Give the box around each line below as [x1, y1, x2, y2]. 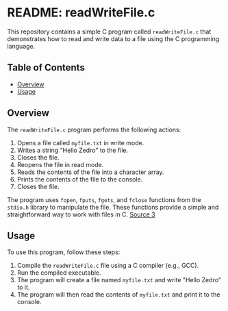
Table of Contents [7, 62, 86, 73]
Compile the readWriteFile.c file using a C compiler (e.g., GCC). [16, 262, 199, 270]
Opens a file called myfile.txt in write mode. [16, 138, 144, 147]
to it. [16, 283, 30, 292]
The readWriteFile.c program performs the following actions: [7, 125, 181, 134]
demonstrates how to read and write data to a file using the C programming [7, 34, 220, 42]
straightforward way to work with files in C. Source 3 [7, 210, 155, 219]
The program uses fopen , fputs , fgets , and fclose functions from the [7, 195, 201, 203]
